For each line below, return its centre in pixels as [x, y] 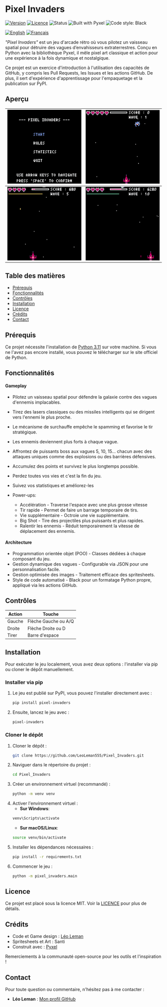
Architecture [19, 542]
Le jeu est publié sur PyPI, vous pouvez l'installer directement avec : [82, 693]
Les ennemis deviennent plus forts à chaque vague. [65, 441]
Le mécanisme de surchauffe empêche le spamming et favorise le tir [83, 426]
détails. [13, 909]
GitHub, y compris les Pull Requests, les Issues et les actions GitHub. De [79, 73]
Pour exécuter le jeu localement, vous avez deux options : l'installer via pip [82, 664]
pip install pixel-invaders [41, 703]
